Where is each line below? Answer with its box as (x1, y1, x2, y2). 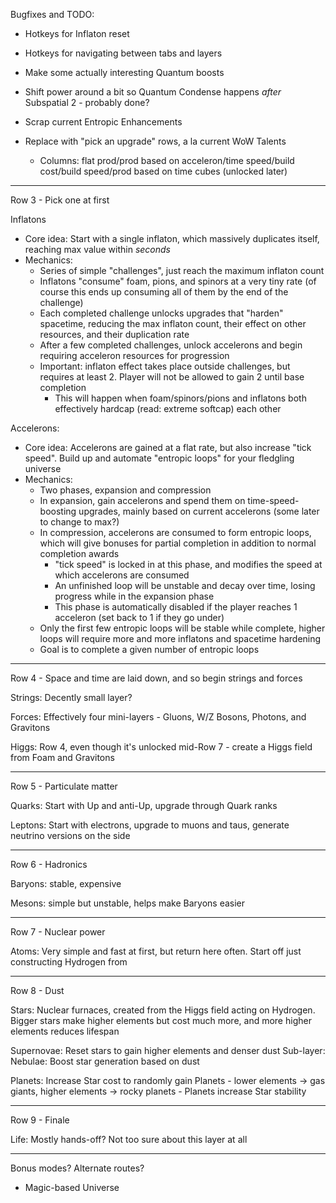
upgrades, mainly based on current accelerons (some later (78, 505, 320, 517)
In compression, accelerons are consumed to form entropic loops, (39, 527, 312, 538)
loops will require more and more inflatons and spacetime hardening (39, 633, 322, 644)
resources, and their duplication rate (39, 329, 190, 340)
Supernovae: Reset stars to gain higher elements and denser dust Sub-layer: (10, 1045, 326, 1056)
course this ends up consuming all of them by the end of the (39, 286, 289, 298)
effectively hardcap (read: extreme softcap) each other (54, 403, 282, 414)
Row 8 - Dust (10, 985, 65, 996)
